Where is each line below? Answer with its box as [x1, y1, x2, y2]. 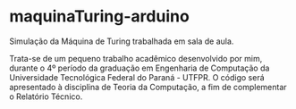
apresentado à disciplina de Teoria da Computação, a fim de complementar [9, 81, 288, 92]
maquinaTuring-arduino [9, 6, 190, 27]
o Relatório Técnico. [9, 91, 83, 102]
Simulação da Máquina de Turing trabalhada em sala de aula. [9, 36, 234, 46]
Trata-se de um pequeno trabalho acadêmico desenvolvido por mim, [9, 53, 263, 63]
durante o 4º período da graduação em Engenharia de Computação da [9, 63, 270, 73]
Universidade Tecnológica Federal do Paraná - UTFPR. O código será [9, 71, 266, 82]
